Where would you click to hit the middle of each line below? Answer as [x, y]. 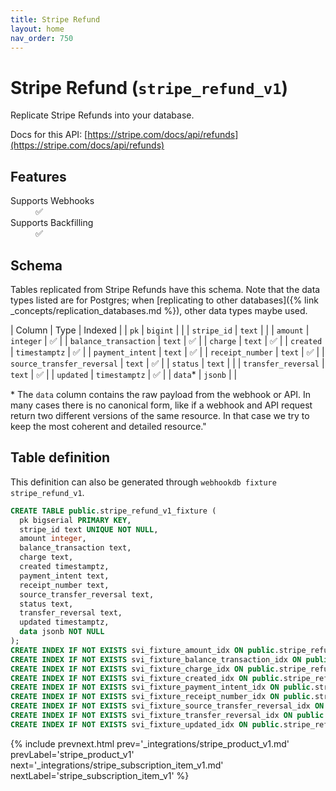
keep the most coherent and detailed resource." [108, 426]
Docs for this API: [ [49, 135]
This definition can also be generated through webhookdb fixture [143, 482]
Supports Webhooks [52, 201]
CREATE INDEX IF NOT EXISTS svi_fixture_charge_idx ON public [142, 669]
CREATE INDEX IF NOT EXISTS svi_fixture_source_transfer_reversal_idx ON [167, 706]
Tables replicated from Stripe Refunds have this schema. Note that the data [165, 289]
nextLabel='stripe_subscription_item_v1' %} [100, 775]
